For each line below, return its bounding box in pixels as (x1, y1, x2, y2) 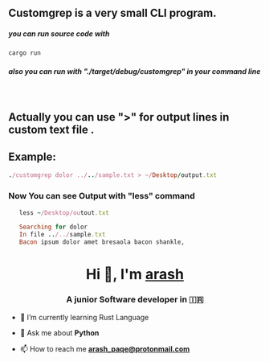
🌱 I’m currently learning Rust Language (19, 312, 149, 322)
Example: (8, 150, 56, 163)
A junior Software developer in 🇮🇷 (66, 294, 204, 305)
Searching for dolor (18, 223, 88, 232)
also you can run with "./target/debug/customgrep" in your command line (8, 66, 261, 76)
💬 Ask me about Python (19, 327, 100, 337)
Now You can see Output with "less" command (8, 191, 195, 202)
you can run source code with (8, 28, 110, 39)
